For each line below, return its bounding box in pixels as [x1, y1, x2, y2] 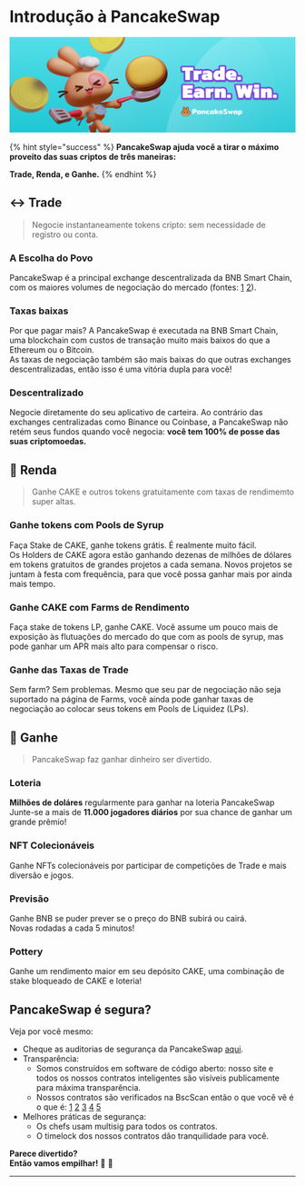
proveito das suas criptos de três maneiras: [9, 151, 177, 162]
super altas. [31, 496, 76, 507]
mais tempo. [9, 578, 56, 589]
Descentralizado [9, 386, 84, 399]
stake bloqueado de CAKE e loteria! [9, 975, 143, 987]
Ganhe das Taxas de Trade [9, 663, 129, 676]
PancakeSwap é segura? [9, 1002, 152, 1017]
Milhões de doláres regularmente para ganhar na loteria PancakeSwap [9, 797, 275, 808]
